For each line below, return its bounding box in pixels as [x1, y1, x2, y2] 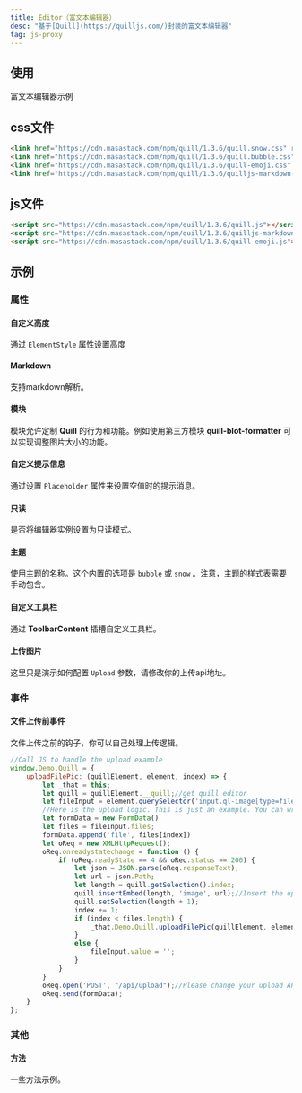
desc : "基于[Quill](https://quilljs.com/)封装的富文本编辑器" [10, 22, 232, 31]
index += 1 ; [73, 905, 119, 914]
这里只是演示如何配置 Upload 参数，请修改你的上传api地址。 [10, 666, 231, 678]
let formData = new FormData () [42, 814, 160, 823]
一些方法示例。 [10, 1074, 65, 1085]
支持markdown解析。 [10, 381, 89, 392]
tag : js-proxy [10, 30, 64, 39]
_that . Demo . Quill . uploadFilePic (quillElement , [90, 922, 268, 931]
